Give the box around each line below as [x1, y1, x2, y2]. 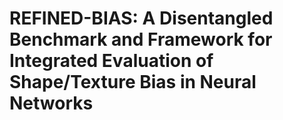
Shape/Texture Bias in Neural [9, 71, 257, 94]
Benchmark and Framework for [9, 28, 273, 51]
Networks [9, 92, 94, 115]
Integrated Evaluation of [9, 50, 214, 72]
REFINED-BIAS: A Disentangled [9, 7, 274, 30]
